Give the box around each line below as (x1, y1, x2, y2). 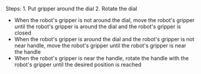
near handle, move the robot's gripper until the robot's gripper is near (14, 42, 187, 49)
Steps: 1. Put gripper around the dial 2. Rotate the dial (5, 5, 137, 12)
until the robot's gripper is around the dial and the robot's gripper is (14, 23, 181, 30)
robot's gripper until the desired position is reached (14, 61, 142, 68)
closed (14, 29, 31, 36)
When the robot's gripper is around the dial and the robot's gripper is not (14, 36, 194, 42)
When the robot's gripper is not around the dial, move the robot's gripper (14, 17, 195, 23)
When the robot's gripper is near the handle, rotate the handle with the (14, 55, 190, 61)
